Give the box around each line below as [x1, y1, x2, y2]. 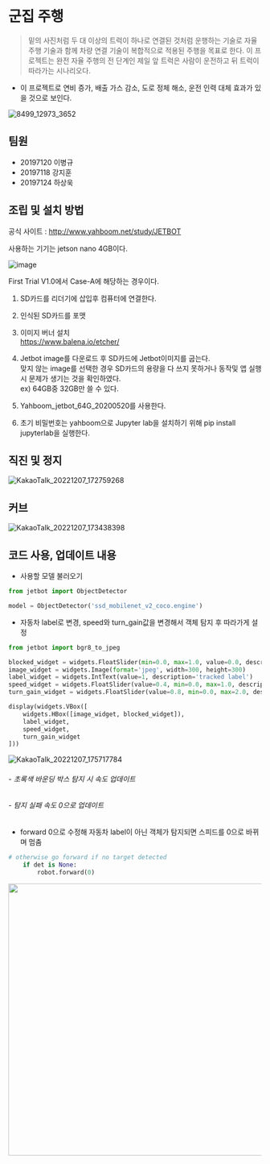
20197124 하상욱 [19, 177, 74, 187]
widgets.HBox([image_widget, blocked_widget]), [22, 710, 185, 718]
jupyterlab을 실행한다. [19, 428, 91, 438]
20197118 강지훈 [19, 167, 72, 177]
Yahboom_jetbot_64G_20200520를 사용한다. [19, 401, 166, 410]
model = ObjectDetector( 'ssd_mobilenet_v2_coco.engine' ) [8, 601, 203, 609]
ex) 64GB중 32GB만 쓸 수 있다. [19, 384, 119, 393]
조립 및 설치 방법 [8, 203, 84, 218]
